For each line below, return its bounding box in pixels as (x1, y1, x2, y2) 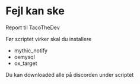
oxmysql (14, 53, 35, 60)
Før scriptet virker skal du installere (5, 35, 92, 42)
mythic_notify (14, 46, 48, 54)
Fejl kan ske (5, 4, 65, 18)
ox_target (14, 60, 37, 67)
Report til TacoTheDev (5, 24, 60, 31)
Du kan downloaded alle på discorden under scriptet (5, 71, 134, 78)
